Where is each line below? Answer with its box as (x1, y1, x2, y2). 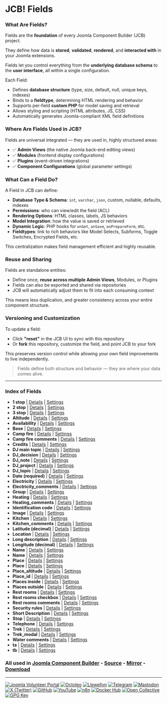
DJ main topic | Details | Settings (12, 446, 81, 453)
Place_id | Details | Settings (12, 573, 69, 579)
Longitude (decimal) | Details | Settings (12, 542, 94, 547)
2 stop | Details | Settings (12, 404, 65, 410)
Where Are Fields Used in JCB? (5, 126, 82, 133)
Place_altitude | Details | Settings (12, 568, 82, 574)
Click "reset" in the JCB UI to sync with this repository (12, 335, 125, 341)
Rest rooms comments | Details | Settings (12, 600, 99, 606)
